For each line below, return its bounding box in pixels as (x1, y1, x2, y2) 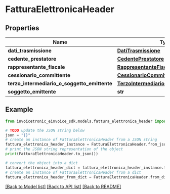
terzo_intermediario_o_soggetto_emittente (8, 80, 112, 87)
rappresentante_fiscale (8, 64, 65, 70)
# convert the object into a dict (5, 160, 78, 165)
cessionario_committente (8, 72, 71, 79)
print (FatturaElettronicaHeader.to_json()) (5, 152, 99, 157)
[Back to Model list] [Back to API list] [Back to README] (5, 183, 121, 190)
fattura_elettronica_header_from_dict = (5, 174, 92, 180)
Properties (5, 24, 39, 32)
